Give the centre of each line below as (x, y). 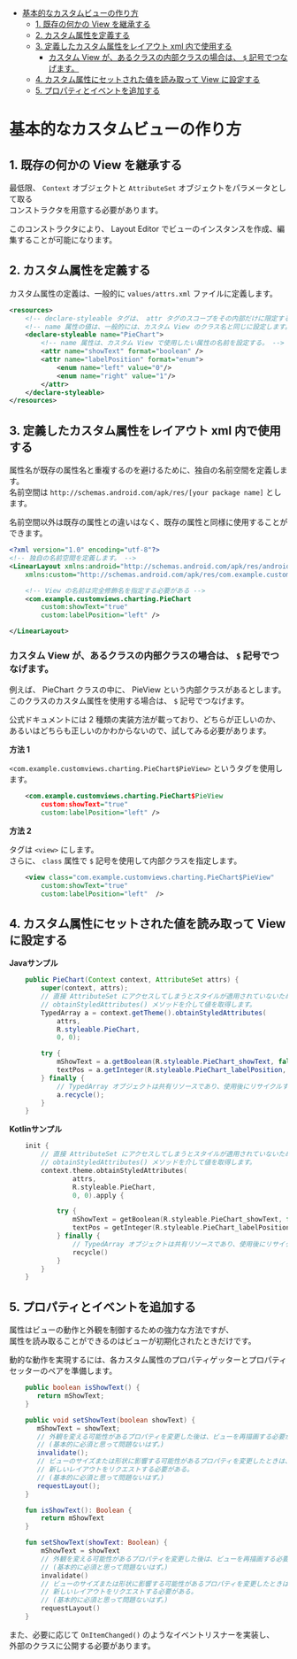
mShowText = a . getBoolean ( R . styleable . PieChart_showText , (165, 1062)
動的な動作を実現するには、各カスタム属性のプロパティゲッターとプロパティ (148, 1360)
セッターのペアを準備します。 (63, 1371)
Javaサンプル (34, 963)
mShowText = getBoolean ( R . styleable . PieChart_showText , (177, 1220)
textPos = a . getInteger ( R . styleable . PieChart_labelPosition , (171, 1070)
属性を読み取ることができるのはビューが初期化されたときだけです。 (133, 1341)
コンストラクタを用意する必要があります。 (86, 210)
